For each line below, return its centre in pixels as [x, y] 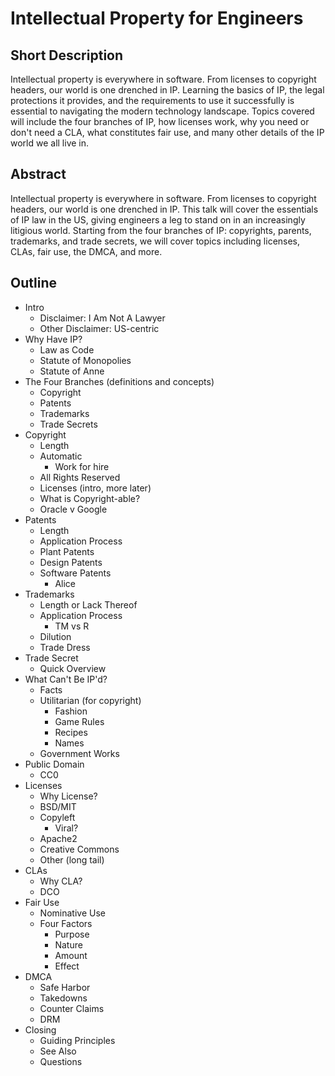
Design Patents [71, 562]
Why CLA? [61, 881]
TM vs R [72, 626]
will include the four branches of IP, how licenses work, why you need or [160, 121]
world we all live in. [50, 143]
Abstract [38, 174]
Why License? [68, 796]
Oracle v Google [73, 509]
